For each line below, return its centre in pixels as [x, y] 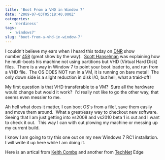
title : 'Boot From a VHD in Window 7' [45, 10]
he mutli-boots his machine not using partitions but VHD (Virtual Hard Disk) [81, 62]
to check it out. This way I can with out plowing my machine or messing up [82, 122]
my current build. [22, 128]
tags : [11, 28]
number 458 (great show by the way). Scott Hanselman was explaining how [82, 56]
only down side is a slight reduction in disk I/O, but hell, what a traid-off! [78, 77]
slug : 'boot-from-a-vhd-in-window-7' [44, 37]
